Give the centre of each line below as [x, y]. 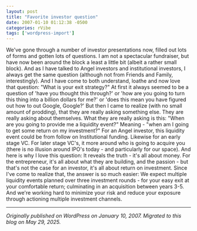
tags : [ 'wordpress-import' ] [40, 33]
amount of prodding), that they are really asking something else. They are [95, 112]
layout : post [22, 11]
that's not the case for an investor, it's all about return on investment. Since [97, 168]
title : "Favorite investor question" [52, 17]
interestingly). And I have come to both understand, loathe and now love [93, 81]
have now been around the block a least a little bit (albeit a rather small [91, 63]
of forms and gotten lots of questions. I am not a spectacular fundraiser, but [98, 56]
